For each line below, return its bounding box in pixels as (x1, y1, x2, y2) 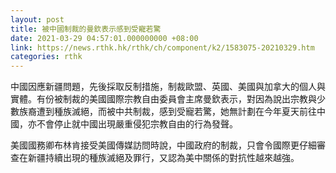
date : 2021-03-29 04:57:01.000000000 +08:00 (10, 33, 199, 43)
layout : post (10, 14, 65, 25)
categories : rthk (10, 52, 83, 62)
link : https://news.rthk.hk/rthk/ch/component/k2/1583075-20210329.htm (10, 42, 315, 53)
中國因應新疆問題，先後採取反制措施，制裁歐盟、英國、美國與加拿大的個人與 (10, 81, 326, 93)
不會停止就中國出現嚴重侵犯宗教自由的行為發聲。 (36, 118, 238, 130)
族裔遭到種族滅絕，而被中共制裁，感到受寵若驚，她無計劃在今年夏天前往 (18, 106, 317, 118)
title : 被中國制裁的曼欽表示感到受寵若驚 (10, 24, 162, 34)
